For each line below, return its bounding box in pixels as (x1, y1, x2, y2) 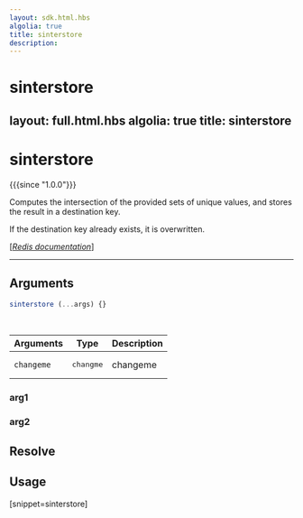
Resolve (9, 443, 56, 458)
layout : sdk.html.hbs (9, 13, 91, 23)
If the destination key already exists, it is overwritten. (9, 223, 206, 235)
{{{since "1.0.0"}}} (9, 179, 77, 190)
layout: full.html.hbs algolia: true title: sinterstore (9, 113, 292, 128)
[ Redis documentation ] (9, 241, 95, 252)
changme (71, 360, 104, 370)
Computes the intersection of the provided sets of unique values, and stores (9, 196, 293, 208)
